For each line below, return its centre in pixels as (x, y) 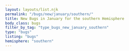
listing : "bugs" (22, 37)
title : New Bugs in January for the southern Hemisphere (65, 18)
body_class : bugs (23, 23)
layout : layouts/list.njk (32, 9)
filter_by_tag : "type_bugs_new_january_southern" (57, 28)
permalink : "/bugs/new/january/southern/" (49, 14)
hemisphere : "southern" (30, 41)
